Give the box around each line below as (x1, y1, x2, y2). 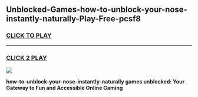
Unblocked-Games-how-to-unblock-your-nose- (6, 5, 187, 15)
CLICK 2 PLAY (6, 53, 47, 62)
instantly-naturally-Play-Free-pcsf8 (6, 14, 141, 24)
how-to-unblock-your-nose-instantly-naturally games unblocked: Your (6, 78, 185, 85)
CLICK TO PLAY (6, 32, 52, 40)
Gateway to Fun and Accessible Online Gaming (6, 84, 123, 91)
